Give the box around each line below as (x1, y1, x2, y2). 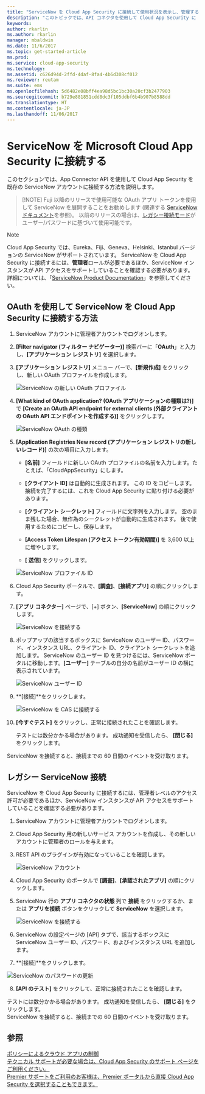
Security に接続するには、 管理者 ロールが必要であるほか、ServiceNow (7, 259, 182, 266)
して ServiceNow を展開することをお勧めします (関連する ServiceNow (21, 204, 198, 211)
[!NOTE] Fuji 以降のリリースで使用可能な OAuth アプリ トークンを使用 (21, 196, 196, 204)
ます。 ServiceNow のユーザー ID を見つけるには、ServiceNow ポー (26, 652, 196, 659)
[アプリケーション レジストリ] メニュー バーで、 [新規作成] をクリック (15, 364, 189, 371)
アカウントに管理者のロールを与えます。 (15, 837, 117, 845)
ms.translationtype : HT (7, 99, 68, 105)
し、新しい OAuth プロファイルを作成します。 (15, 371, 130, 378)
